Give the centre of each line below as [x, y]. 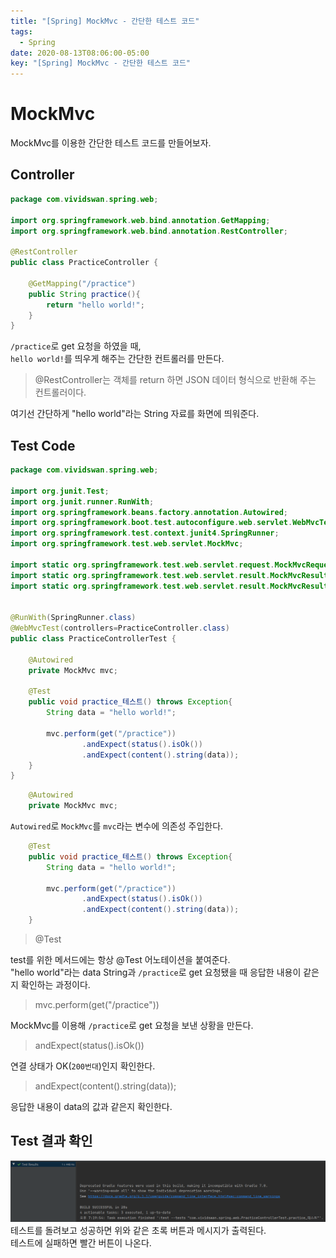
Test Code [43, 445]
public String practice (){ [84, 294]
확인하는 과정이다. [55, 985]
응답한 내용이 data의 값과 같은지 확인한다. [91, 1107]
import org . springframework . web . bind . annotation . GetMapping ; [140, 220]
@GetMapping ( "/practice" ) [82, 283]
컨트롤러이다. [60, 392]
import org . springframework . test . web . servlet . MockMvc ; [127, 544]
